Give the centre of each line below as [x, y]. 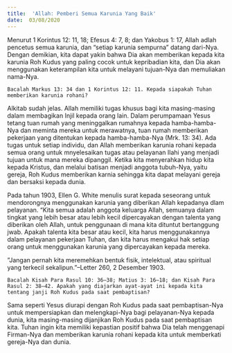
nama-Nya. [23, 76]
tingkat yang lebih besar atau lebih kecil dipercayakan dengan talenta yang [114, 217]
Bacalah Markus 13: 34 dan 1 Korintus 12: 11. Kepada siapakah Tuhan [110, 89]
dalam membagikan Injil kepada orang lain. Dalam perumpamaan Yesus [109, 116]
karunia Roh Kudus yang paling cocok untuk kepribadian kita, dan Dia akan [114, 62]
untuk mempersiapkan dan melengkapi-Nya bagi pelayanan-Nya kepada [111, 312]
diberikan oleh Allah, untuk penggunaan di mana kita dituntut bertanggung [113, 224]
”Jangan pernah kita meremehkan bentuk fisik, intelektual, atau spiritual [109, 260]
